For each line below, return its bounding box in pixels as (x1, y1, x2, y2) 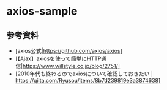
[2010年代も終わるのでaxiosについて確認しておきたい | (15, 70, 153, 77)
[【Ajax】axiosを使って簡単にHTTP (15, 55, 102, 62)
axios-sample (6, 4, 78, 18)
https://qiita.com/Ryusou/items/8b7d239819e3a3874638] (15, 77, 161, 84)
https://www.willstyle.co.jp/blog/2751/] (22, 63, 121, 69)
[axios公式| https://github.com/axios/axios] (15, 47, 122, 54)
